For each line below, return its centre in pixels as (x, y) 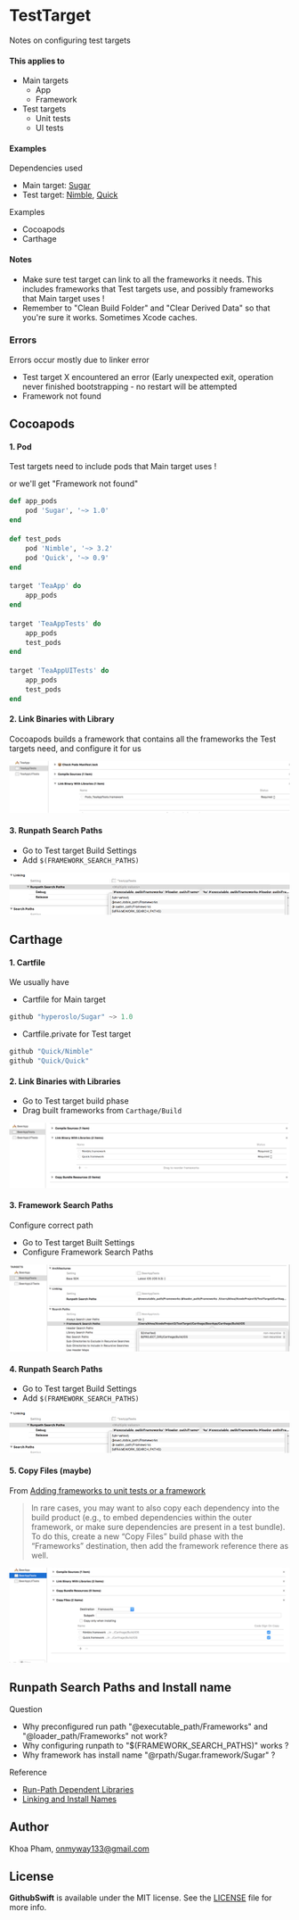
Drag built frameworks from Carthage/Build (102, 1111)
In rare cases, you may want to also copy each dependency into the (155, 1508)
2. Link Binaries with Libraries (65, 1081)
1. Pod (20, 446)
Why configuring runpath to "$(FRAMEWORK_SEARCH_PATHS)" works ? (155, 1745)
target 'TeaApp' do (45, 586)
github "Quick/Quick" (49, 1061)
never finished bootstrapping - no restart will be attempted (129, 386)
